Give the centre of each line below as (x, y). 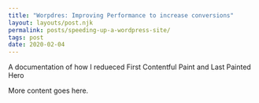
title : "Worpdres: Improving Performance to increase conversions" (121, 15)
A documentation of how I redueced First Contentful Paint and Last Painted (130, 67)
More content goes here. (48, 90)
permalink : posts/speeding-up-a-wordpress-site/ (89, 30)
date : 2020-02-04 (37, 45)
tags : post (26, 37)
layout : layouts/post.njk (50, 23)
